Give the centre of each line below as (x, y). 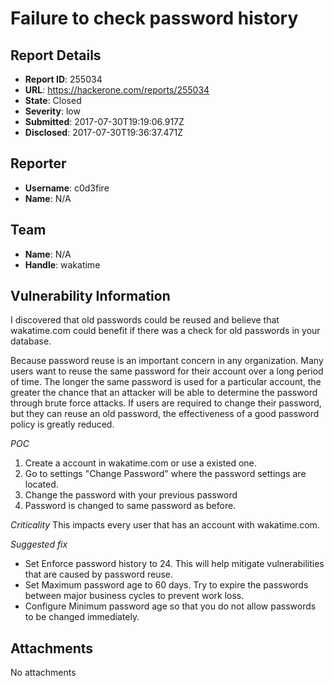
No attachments (43, 673)
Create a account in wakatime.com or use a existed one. (140, 463)
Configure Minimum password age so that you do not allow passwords (170, 606)
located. (41, 484)
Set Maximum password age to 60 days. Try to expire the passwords (166, 585)
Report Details (56, 55)
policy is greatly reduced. (62, 424)
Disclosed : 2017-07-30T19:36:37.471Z (103, 132)
